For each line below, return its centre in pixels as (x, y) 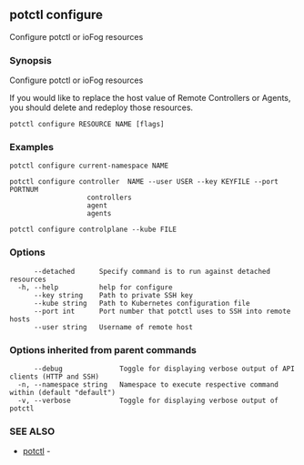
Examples (32, 147)
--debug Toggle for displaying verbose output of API (164, 369)
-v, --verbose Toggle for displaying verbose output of (148, 400)
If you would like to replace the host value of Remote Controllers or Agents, (150, 98)
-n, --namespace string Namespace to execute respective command (148, 385)
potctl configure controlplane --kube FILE (93, 230)
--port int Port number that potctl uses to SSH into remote (162, 311)
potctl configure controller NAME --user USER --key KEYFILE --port (144, 182)
